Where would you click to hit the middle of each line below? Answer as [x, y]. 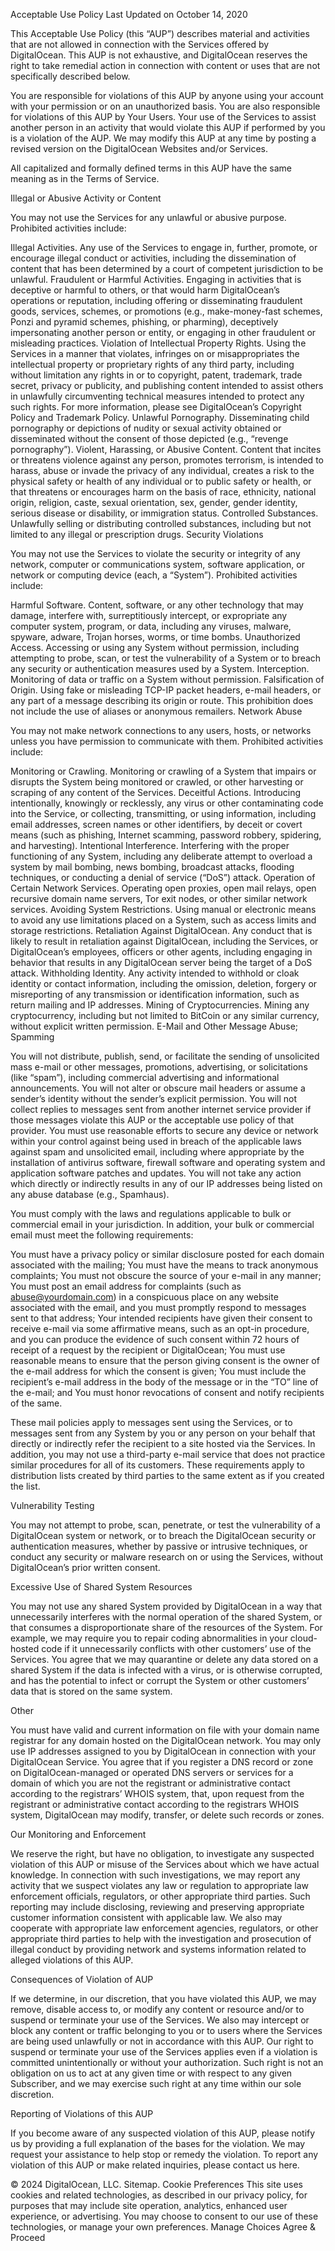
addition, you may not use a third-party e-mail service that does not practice [168, 1454]
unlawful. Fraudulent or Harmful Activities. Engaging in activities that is [156, 279]
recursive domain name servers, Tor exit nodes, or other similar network [159, 898]
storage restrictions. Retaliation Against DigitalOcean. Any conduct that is [161, 930]
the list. [25, 1486]
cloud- [303, 1638]
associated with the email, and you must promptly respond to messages [158, 1307]
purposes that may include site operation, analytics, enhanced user [149, 2205]
